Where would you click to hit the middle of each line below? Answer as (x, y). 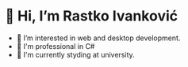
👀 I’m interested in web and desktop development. (98, 38)
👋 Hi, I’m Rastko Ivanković (91, 16)
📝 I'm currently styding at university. (76, 54)
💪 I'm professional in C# (56, 46)
